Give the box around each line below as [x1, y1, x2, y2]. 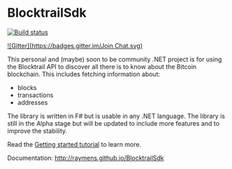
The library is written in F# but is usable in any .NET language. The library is [7, 112, 226, 120]
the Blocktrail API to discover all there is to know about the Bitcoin [7, 62, 197, 71]
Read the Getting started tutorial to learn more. [7, 140, 142, 148]
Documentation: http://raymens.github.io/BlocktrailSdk [7, 154, 164, 162]
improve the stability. [7, 126, 68, 135]
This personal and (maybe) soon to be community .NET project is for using [7, 54, 222, 64]
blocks [17, 83, 37, 91]
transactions [17, 91, 54, 99]
